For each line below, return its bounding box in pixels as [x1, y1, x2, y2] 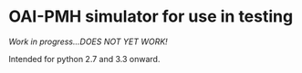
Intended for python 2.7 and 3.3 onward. [8, 53, 161, 64]
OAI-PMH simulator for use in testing [8, 6, 294, 27]
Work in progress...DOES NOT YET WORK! [8, 36, 168, 47]
